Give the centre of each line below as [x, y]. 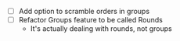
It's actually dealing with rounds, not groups [101, 29]
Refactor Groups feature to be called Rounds [91, 20]
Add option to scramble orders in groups [84, 11]
